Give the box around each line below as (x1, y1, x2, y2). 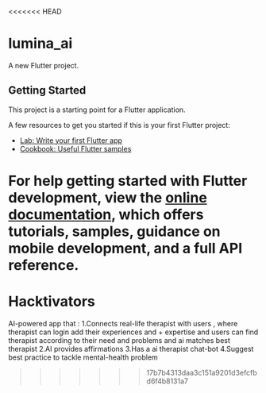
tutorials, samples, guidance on (8, 222, 221, 241)
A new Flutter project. (8, 60, 79, 70)
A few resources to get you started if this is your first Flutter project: (8, 120, 230, 129)
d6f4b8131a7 (146, 376, 189, 386)
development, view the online (8, 188, 208, 206)
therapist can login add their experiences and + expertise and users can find (8, 327, 259, 337)
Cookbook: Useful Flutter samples (19, 144, 132, 153)
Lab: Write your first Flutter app (19, 135, 123, 145)
